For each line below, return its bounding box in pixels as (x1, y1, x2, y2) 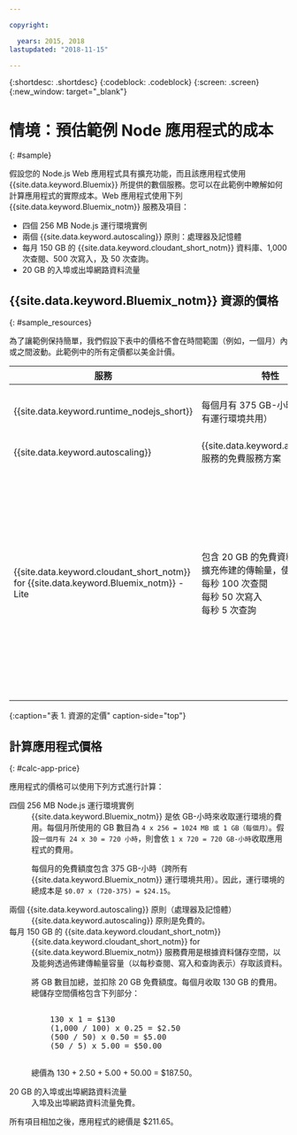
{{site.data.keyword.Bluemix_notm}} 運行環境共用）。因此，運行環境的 (31, 874, 286, 884)
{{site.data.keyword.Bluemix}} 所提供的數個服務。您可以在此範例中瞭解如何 (9, 179, 283, 190)
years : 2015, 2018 (17, 36, 86, 45)
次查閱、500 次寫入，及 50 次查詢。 (21, 253, 154, 264)
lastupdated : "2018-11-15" (9, 45, 109, 54)
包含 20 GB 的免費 (202, 551, 278, 564)
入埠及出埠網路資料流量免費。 (31, 1097, 140, 1108)
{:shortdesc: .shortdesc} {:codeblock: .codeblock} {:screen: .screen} (9, 77, 260, 88)
